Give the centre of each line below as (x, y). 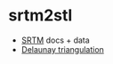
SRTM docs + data (55, 40)
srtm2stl (40, 16)
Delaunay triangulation (62, 49)
